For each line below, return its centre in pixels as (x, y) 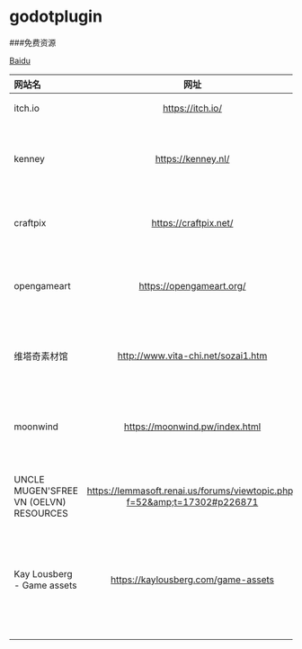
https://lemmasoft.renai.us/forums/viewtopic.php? (192, 491)
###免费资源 (33, 42)
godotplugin (56, 17)
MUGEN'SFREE (46, 491)
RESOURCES (41, 513)
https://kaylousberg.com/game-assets (193, 580)
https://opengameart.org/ (192, 285)
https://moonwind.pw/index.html (193, 427)
